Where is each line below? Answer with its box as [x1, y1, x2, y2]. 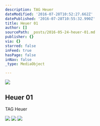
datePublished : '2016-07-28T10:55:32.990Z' [5, 16, 96, 21]
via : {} [5, 39, 21, 44]
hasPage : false [5, 52, 36, 58]
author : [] [5, 25, 27, 30]
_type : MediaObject [5, 62, 45, 66]
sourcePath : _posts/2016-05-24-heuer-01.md [5, 30, 96, 35]
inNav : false [5, 57, 32, 62]
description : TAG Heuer [5, 7, 54, 12]
